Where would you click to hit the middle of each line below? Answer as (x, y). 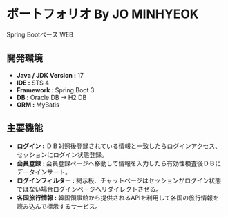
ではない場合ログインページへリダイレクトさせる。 (89, 189)
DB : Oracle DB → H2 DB (51, 97)
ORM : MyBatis (38, 105)
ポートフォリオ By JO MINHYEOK (103, 14)
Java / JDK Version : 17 (50, 75)
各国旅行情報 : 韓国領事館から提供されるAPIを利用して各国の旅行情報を (117, 198)
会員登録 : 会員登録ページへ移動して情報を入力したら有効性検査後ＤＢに (119, 163)
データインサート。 (44, 172)
